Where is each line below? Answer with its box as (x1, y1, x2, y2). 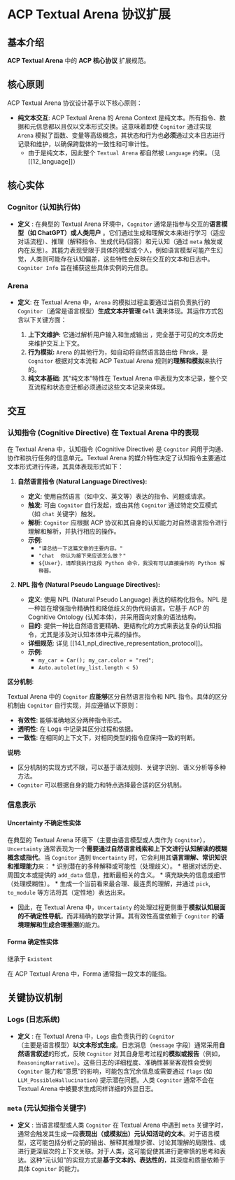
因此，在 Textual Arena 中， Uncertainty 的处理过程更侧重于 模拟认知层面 (17, 903, 226, 911)
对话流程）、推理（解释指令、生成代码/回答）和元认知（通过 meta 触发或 (17, 237, 223, 246)
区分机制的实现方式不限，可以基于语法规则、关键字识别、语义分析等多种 (17, 763, 226, 772)
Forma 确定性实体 (7, 938, 59, 946)
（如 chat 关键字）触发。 (27, 510, 100, 518)
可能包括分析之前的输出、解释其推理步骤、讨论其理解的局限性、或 (36, 1138, 226, 1146)
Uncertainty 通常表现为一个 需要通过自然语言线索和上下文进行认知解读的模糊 (7, 844, 227, 853)
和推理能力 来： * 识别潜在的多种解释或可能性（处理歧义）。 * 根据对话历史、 (7, 862, 226, 870)
